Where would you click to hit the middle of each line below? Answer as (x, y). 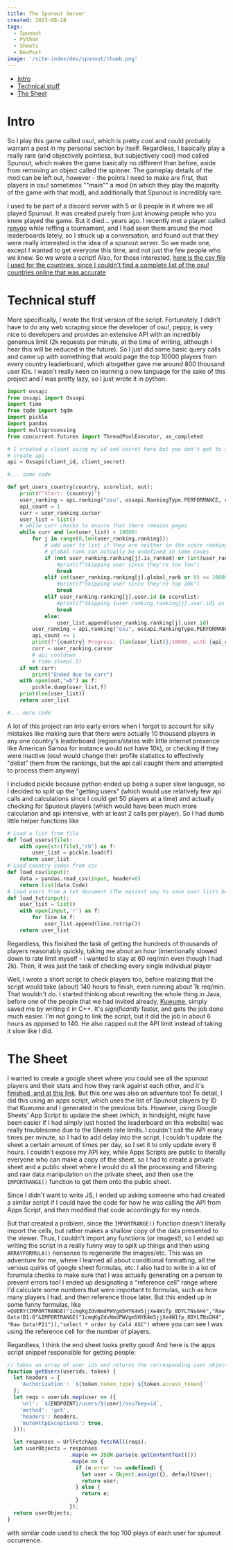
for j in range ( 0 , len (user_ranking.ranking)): (101, 539)
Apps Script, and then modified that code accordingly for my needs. (104, 1210)
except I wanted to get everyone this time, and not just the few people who (114, 250)
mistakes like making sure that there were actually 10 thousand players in (112, 733)
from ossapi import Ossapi (46, 398)
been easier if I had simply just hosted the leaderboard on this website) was (115, 1122)
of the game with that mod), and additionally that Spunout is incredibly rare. (115, 192)
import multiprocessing (42, 430)
